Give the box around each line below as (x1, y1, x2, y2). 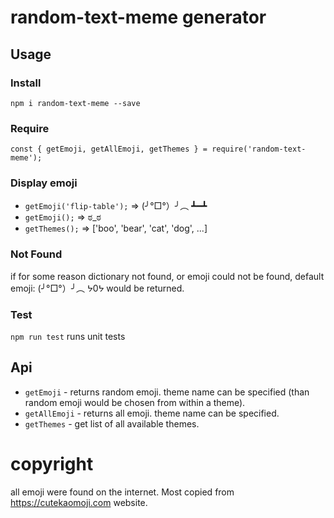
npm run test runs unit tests (10, 331, 126, 343)
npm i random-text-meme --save (10, 98, 141, 108)
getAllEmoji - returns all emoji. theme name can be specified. (24, 407, 280, 419)
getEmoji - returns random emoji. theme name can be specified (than (24, 386, 310, 398)
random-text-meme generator (10, 6, 267, 29)
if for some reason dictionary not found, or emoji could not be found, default (10, 270, 325, 282)
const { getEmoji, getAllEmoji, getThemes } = (10, 144, 208, 155)
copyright (10, 453, 94, 476)
